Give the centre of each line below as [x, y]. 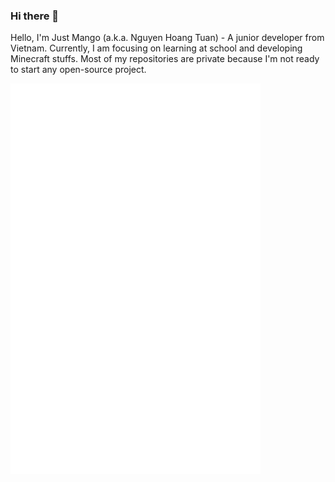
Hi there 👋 [35, 16]
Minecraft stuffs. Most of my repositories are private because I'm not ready [165, 59]
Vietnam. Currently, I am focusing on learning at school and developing [156, 48]
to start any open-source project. [78, 70]
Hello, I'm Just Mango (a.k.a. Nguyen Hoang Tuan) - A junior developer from [167, 38]
